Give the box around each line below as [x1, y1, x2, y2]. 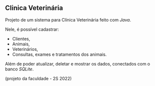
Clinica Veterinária [5, 4, 63, 12]
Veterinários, [12, 46, 38, 52]
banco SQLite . [5, 66, 34, 72]
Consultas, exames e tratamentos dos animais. [12, 51, 107, 57]
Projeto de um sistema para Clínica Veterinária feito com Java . [5, 17, 131, 22]
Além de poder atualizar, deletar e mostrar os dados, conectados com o [5, 61, 151, 66]
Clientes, [12, 36, 30, 42]
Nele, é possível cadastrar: [5, 26, 59, 32]
